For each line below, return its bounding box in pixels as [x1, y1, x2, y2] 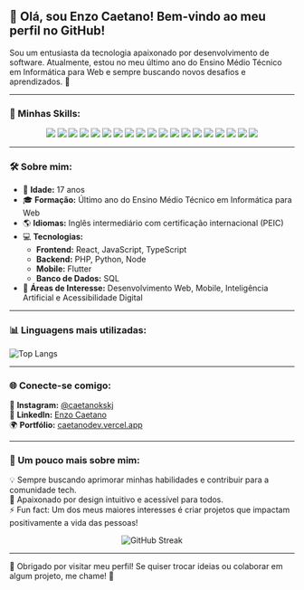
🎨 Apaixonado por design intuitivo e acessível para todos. [9, 494, 224, 505]
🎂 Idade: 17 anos [22, 185, 86, 195]
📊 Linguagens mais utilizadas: [9, 324, 147, 337]
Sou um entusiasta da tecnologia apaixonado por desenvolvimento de [9, 47, 270, 58]
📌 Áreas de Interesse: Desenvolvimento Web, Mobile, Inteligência [22, 282, 269, 294]
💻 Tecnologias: [22, 232, 83, 243]
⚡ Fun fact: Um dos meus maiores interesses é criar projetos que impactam [9, 504, 290, 516]
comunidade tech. [9, 485, 77, 496]
